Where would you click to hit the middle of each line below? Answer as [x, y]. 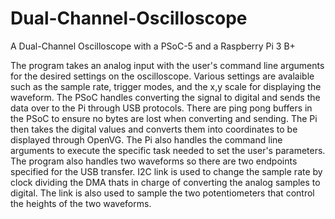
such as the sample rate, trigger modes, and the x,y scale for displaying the [166, 86]
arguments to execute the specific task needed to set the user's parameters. [168, 150]
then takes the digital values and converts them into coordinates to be [154, 129]
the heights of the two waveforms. [81, 203]
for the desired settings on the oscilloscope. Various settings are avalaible [162, 76]
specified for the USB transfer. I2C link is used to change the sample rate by [166, 171]
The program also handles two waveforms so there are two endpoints [154, 161]
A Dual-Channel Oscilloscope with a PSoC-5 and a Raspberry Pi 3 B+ [153, 46]
